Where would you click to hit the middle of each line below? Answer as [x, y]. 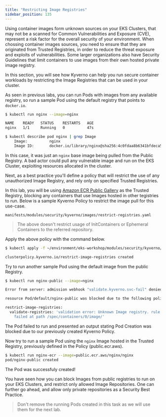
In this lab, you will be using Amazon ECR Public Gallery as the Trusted [77, 190]
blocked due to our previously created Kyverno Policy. [60, 331]
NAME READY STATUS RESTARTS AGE [49, 123]
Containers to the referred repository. [55, 229]
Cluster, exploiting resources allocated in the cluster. [59, 166]
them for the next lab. [39, 409]
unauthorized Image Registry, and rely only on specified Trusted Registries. [82, 180]
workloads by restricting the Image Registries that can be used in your [77, 80]
